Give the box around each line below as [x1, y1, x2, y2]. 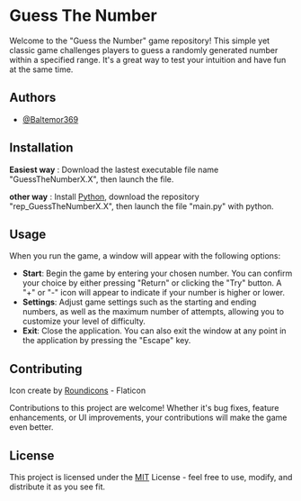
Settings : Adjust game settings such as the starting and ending [22, 296, 257, 307]
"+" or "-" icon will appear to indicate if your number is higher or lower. [22, 287, 286, 298]
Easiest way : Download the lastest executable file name [9, 164, 219, 175]
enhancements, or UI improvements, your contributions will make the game [9, 412, 288, 424]
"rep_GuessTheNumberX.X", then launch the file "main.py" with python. [9, 200, 274, 212]
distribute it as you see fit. [9, 481, 106, 492]
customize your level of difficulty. [22, 316, 146, 327]
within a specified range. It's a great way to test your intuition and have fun [9, 54, 287, 65]
